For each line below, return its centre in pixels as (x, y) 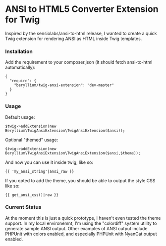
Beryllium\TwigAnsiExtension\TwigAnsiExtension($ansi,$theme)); (73, 153)
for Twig (23, 20)
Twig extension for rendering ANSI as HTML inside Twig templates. (74, 39)
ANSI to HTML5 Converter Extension (82, 9)
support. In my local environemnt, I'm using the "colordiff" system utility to (81, 223)
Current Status (23, 207)
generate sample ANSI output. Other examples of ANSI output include (76, 228)
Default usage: (20, 117)
